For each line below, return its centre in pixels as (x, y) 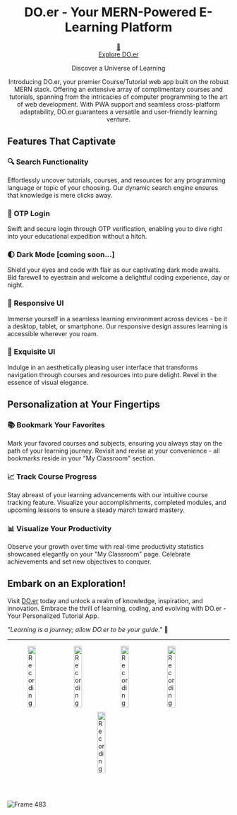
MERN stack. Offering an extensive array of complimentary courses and (119, 89)
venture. (119, 119)
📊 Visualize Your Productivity (60, 528)
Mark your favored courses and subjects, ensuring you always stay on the (115, 443)
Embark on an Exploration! (67, 584)
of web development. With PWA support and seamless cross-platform (119, 104)
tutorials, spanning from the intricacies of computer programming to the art (119, 97)
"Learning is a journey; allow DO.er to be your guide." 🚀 (88, 629)
